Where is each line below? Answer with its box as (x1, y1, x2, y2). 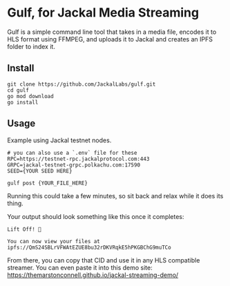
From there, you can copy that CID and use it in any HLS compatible (7, 256, 200, 264)
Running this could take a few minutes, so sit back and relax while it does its (7, 191, 224, 200)
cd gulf (7, 86, 30, 94)
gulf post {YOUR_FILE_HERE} (7, 180, 88, 187)
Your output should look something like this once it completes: (7, 212, 184, 220)
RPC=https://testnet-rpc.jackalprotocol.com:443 (7, 155, 150, 162)
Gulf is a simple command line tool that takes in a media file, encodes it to (7, 28, 217, 36)
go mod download (7, 93, 54, 99)
